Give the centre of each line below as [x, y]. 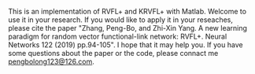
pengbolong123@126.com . [51, 61]
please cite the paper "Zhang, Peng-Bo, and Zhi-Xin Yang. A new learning [128, 28]
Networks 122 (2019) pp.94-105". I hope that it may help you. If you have [126, 45]
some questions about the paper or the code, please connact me [113, 53]
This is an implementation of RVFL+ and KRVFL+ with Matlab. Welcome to [127, 11]
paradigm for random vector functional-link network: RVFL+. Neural [118, 36]
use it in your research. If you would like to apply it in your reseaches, [121, 20]
